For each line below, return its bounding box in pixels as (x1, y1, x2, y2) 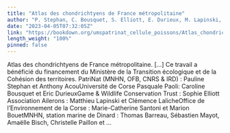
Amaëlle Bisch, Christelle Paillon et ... (7, 119, 112, 126)
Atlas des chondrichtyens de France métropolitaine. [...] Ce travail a (7, 61, 198, 68)
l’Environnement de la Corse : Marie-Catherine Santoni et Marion (7, 104, 190, 112)
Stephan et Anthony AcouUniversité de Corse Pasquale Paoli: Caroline (7, 83, 205, 90)
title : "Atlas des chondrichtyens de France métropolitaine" (7, 10, 186, 17)
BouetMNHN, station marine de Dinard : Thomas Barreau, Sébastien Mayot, (7, 111, 220, 119)
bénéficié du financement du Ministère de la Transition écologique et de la (7, 68, 217, 76)
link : (7, 29, 23, 36)
